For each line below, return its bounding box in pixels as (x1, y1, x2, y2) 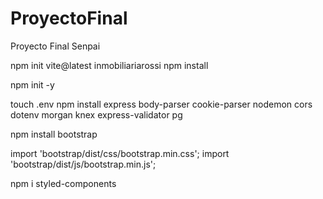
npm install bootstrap (10, 128, 98, 140)
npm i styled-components (10, 177, 117, 189)
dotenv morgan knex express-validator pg (10, 108, 183, 121)
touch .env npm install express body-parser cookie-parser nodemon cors (10, 98, 313, 110)
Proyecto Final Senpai (10, 40, 101, 52)
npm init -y (10, 78, 55, 91)
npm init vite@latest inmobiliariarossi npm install (10, 59, 209, 71)
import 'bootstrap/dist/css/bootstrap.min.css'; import (10, 147, 230, 159)
